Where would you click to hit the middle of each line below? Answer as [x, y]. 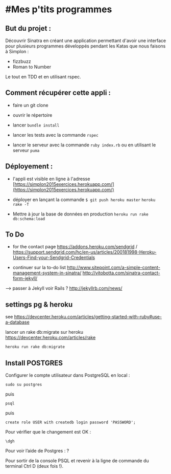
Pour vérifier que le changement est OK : [48, 432]
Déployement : [29, 167]
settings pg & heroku [39, 304]
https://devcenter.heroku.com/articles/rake [51, 338]
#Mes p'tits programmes [59, 9]
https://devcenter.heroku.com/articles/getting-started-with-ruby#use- [88, 317]
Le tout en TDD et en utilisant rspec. [43, 77]
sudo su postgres [24, 384]
